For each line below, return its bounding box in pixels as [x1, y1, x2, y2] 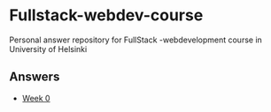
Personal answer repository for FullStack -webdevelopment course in [9, 34, 263, 45]
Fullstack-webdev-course [9, 5, 204, 26]
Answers [9, 70, 60, 85]
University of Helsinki [9, 43, 88, 54]
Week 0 [21, 93, 50, 103]
